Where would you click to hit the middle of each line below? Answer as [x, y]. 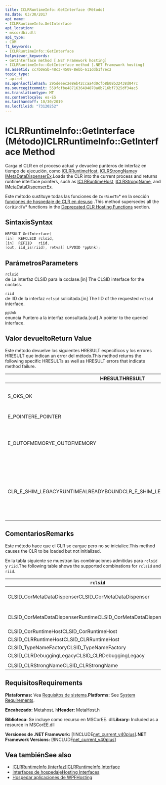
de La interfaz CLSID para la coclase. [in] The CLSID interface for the [75, 279]
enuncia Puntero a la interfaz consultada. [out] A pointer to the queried [77, 318]
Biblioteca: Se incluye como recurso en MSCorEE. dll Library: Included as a [82, 719]
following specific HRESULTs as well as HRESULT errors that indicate [75, 361]
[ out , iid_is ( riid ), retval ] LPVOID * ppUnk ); [53, 248]
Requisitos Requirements [44, 683]
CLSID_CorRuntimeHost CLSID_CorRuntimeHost [62, 631]
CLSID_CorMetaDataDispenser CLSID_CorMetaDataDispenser [79, 596]
